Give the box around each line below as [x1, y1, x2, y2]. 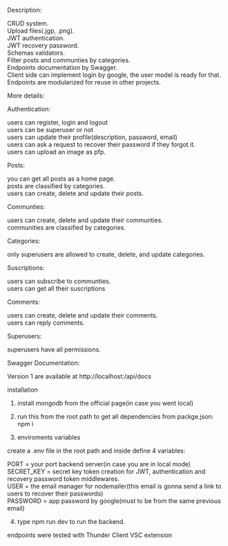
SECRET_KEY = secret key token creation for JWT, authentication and [7, 467, 206, 475]
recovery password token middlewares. [7, 475, 120, 483]
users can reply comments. [7, 318, 85, 327]
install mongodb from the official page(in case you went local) [17, 399, 194, 407]
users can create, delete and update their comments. [7, 311, 158, 319]
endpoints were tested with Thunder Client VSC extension [7, 531, 173, 539]
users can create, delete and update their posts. [7, 190, 144, 197]
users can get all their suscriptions [7, 284, 106, 293]
